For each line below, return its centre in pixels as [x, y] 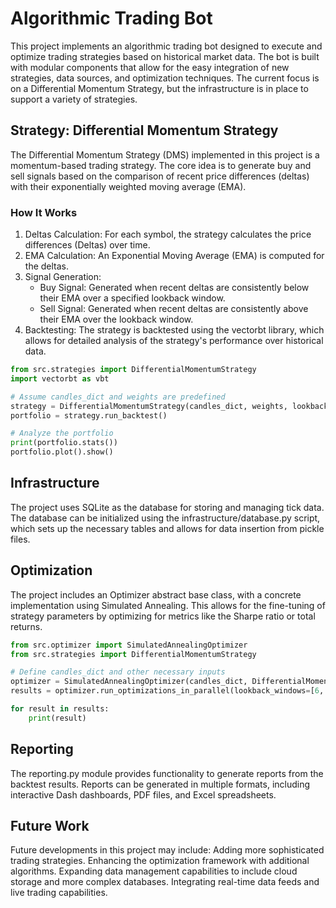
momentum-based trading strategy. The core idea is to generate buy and [161, 165]
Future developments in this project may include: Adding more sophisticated [167, 850]
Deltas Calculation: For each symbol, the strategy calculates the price [168, 234]
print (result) [57, 718]
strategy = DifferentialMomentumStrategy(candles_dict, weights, [149, 406]
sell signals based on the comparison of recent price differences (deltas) [160, 176]
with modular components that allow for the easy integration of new [150, 67]
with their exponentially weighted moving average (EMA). [128, 186]
